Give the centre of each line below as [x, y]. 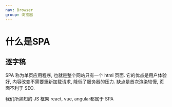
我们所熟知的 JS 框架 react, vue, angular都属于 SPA [60, 99]
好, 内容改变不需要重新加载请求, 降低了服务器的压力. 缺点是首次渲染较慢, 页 [85, 82]
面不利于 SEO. [20, 88]
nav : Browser [19, 10]
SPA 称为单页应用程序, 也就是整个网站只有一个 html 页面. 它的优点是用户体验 [86, 75]
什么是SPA [28, 42]
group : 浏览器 [19, 15]
